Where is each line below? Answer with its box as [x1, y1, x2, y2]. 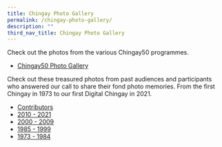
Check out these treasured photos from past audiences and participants [7, 75, 212, 84]
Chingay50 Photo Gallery [17, 61, 89, 70]
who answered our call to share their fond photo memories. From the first [7, 82, 215, 90]
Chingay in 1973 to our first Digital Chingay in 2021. [7, 90, 152, 98]
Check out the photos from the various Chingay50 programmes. [7, 48, 190, 57]
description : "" [7, 23, 54, 30]
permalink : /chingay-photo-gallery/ [7, 17, 112, 23]
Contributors [17, 103, 54, 111]
